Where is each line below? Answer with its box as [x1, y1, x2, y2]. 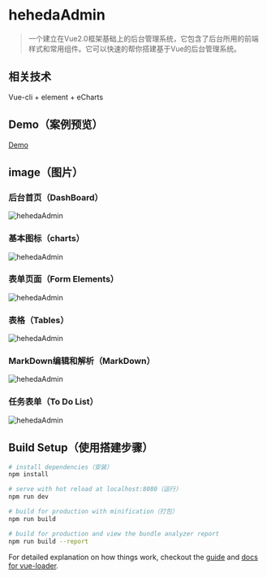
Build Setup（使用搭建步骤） [8, 441, 153, 455]
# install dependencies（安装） [8, 462, 114, 471]
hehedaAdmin [8, 6, 106, 24]
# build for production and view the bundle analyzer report [8, 529, 220, 538]
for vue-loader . [8, 560, 59, 571]
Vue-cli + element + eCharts [8, 92, 104, 102]
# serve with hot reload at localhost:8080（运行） [8, 485, 183, 493]
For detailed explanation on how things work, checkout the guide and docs [8, 552, 258, 562]
